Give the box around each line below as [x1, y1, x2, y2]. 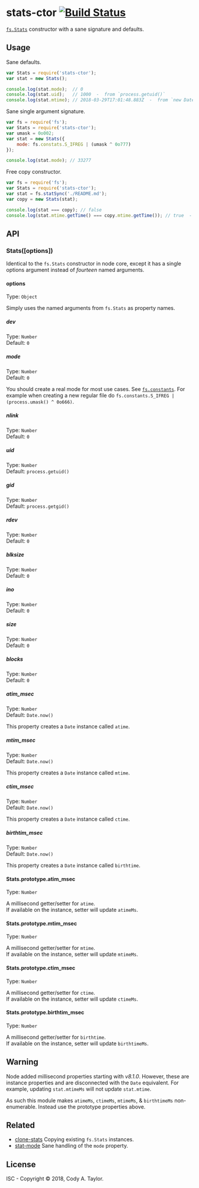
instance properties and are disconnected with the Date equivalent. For [6, 1079, 179, 1086]
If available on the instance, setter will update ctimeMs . [6, 995, 138, 1003]
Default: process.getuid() [6, 468, 70, 475]
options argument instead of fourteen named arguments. [6, 267, 145, 274]
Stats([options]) [6, 246, 53, 255]
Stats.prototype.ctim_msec [6, 964, 76, 971]
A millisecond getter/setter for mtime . [6, 944, 96, 952]
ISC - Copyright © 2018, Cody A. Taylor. [6, 1175, 104, 1182]
